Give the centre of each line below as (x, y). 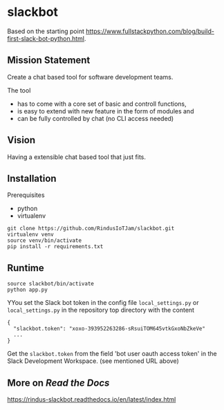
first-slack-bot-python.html (46, 38)
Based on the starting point (46, 31)
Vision (21, 140)
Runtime (26, 268)
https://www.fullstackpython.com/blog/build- (150, 31)
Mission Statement (49, 60)
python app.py (28, 290)
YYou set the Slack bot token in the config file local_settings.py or (103, 303)
